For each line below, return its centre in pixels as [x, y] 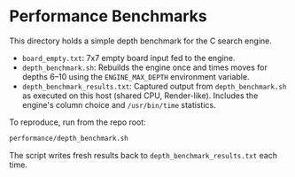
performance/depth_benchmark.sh [69, 138]
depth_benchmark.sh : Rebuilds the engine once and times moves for [144, 67]
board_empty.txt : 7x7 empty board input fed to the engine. [128, 58]
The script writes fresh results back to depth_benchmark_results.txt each [143, 155]
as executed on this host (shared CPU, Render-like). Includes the [140, 96]
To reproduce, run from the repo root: [78, 122]
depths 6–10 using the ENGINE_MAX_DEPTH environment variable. [136, 76]
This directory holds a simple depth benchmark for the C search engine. [140, 41]
